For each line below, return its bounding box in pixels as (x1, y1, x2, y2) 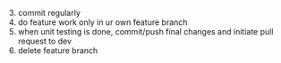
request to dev (17, 35, 72, 46)
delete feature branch (17, 45, 98, 56)
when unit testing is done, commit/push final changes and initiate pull (17, 27, 274, 36)
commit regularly (17, 8, 81, 18)
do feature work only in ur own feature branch (17, 17, 188, 28)
